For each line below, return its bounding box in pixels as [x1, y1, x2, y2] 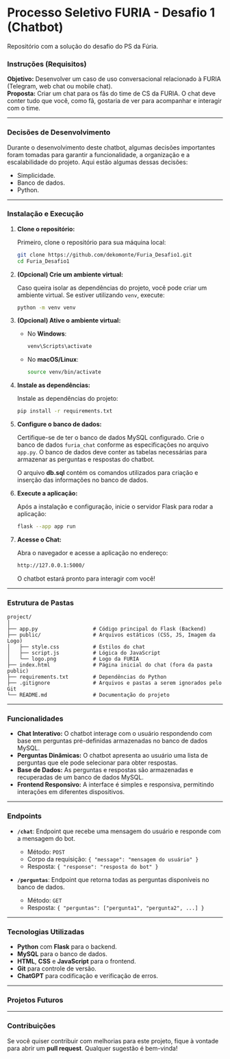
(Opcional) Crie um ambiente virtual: [16, 270, 123, 279]
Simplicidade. [16, 171, 56, 179]
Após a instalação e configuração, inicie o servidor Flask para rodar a [16, 502, 214, 511]
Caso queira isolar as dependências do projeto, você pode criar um [16, 283, 207, 292]
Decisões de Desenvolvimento [7, 128, 111, 137]
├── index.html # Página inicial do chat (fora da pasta [7, 662, 213, 668]
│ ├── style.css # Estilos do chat [7, 644, 146, 651]
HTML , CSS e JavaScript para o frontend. [16, 957, 136, 966]
